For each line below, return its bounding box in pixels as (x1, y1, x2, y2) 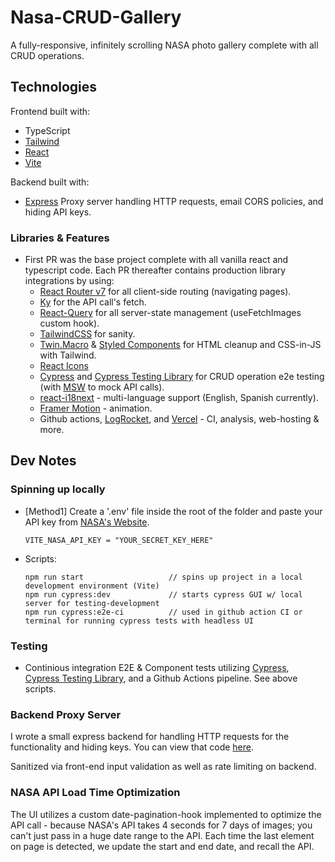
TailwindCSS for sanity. (39, 328, 136, 340)
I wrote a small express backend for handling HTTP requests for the (10, 731, 290, 743)
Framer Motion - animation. (39, 402, 153, 415)
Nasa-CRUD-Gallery (10, 6, 182, 29)
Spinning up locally (10, 482, 106, 496)
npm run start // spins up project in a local (24, 572, 303, 582)
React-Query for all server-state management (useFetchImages (39, 307, 302, 319)
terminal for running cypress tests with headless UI (24, 616, 254, 626)
